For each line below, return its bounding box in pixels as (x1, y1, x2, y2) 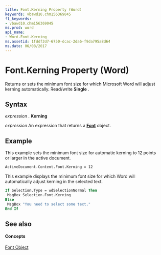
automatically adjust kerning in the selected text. (5, 179, 103, 185)
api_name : (5, 30, 25, 35)
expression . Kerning (5, 113, 47, 119)
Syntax (5, 100, 27, 108)
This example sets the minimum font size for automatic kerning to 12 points (5, 150, 156, 156)
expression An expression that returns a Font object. (5, 123, 111, 129)
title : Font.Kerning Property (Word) (5, 7, 82, 12)
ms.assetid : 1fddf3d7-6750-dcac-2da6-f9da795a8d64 (5, 39, 111, 44)
